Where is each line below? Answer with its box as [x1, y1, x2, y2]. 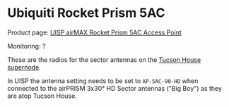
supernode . [7, 63, 41, 71]
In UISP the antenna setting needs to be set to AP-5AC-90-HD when [7, 76, 199, 85]
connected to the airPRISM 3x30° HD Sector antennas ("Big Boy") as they [7, 84, 223, 92]
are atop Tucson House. [7, 92, 78, 100]
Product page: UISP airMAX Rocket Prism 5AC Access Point [7, 28, 182, 37]
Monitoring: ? [7, 42, 46, 50]
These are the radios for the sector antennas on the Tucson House [7, 55, 201, 64]
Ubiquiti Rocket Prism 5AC [7, 5, 165, 21]
